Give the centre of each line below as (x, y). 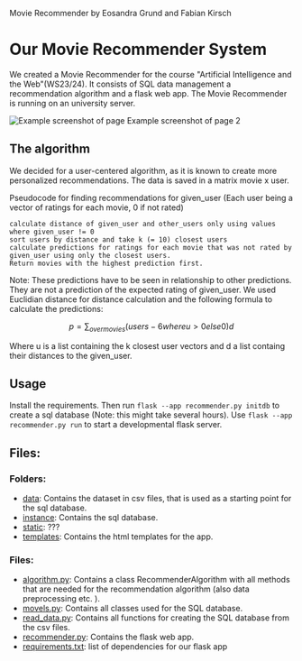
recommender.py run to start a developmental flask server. (116, 425)
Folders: (28, 479)
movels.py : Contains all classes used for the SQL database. (133, 609)
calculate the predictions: (56, 308)
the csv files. (46, 628)
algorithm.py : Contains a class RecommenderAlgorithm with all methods (156, 580)
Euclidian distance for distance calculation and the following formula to (141, 299)
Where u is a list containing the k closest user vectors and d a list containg (147, 345)
